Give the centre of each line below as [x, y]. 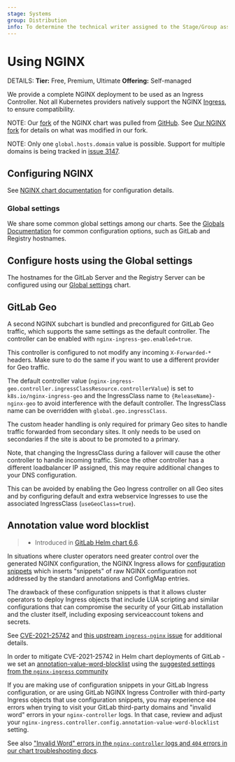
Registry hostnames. [37, 238]
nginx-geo [22, 404]
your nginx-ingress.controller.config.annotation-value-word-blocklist [113, 722]
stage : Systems [29, 14]
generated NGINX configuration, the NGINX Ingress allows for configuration [116, 563]
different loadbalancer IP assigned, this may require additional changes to [113, 468]
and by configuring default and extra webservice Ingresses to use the [108, 496]
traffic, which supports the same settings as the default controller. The [109, 332]
